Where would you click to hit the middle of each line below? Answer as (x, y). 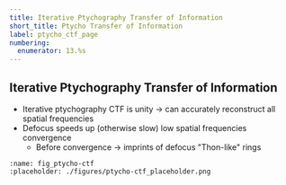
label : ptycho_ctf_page (54, 34)
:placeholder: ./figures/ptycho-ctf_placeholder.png (110, 172)
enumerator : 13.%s (52, 51)
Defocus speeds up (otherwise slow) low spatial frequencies (134, 128)
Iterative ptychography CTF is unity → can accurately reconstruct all (149, 109)
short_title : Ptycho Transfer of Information (96, 26)
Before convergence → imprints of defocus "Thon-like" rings (148, 147)
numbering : (30, 43)
